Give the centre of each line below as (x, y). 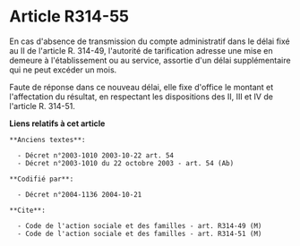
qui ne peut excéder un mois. (63, 70)
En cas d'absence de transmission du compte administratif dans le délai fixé (150, 41)
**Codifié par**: (42, 179)
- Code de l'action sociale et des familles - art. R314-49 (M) (140, 225)
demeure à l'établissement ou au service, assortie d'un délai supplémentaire (150, 60)
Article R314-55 (69, 17)
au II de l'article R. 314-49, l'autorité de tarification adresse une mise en (141, 50)
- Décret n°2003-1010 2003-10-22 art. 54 (96, 155)
